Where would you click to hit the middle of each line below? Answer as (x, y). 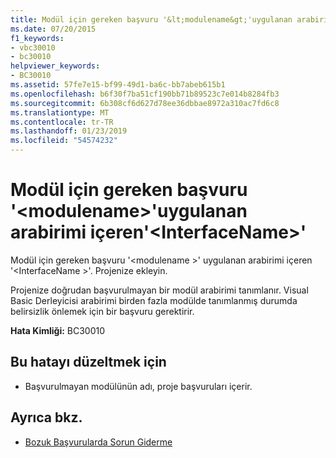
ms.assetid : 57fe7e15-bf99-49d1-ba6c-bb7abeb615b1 (118, 85)
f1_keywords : (37, 38)
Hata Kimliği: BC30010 (58, 330)
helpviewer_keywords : (55, 66)
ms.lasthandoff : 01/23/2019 (69, 131)
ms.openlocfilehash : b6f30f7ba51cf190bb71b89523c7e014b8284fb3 (145, 94)
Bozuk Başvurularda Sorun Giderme (98, 442)
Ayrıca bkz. (46, 417)
